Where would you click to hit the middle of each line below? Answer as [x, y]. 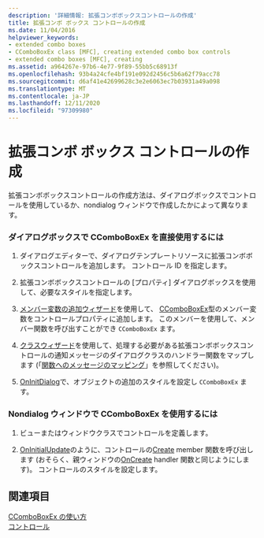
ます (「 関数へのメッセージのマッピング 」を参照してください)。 [121, 365]
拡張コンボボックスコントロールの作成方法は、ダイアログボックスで [119, 195]
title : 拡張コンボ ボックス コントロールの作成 [77, 23]
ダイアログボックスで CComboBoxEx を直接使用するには [116, 237]
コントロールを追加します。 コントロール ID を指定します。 [136, 265]
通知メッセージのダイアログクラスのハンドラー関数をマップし [154, 355]
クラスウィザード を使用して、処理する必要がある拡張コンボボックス [130, 345]
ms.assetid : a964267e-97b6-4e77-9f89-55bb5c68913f [93, 67]
